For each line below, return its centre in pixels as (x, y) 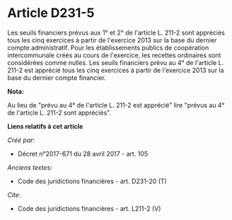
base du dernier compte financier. (57, 77)
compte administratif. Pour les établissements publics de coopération (108, 47)
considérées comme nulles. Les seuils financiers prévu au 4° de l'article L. (116, 62)
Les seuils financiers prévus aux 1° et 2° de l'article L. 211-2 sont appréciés (116, 33)
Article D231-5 (51, 13)
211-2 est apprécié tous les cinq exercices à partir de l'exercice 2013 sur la (116, 70)
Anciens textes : (30, 167)
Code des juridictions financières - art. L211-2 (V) (89, 208)
